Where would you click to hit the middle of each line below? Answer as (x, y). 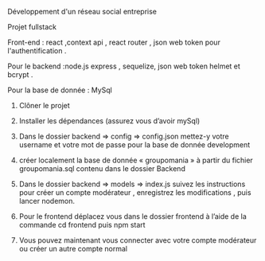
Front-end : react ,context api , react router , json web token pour (114, 42)
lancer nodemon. (47, 201)
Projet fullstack (32, 27)
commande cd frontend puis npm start (82, 225)
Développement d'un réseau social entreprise (82, 12)
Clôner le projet (45, 105)
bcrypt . (20, 74)
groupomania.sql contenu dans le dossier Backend (102, 169)
